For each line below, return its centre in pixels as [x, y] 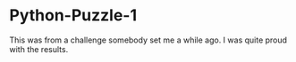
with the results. [39, 49]
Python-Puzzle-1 [73, 15]
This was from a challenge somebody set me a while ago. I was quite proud [148, 40]
